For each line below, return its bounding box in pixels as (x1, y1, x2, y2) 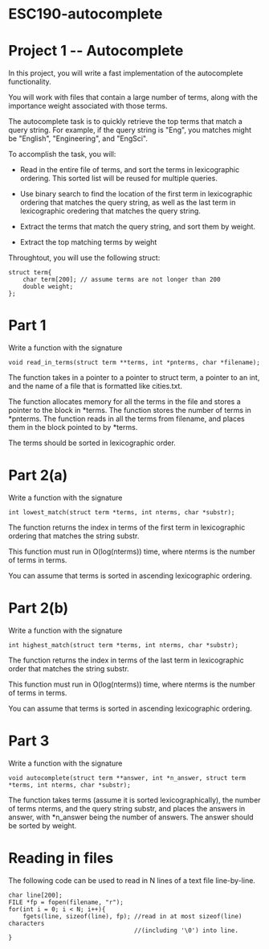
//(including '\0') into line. (133, 926, 239, 935)
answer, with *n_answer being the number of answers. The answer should (8, 812, 255, 822)
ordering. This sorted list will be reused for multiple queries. (19, 174, 218, 184)
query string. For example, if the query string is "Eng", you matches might (8, 126, 251, 135)
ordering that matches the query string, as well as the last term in (19, 198, 236, 208)
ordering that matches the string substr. (8, 531, 140, 540)
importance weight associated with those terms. (8, 101, 168, 111)
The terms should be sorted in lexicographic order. (8, 438, 177, 448)
